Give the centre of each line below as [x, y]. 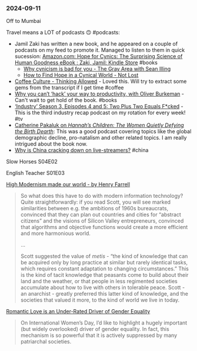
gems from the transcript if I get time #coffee [69, 88]
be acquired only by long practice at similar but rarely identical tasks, [104, 263]
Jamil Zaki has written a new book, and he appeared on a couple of [96, 44]
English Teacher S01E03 [35, 173]
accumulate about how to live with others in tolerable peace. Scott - [103, 287]
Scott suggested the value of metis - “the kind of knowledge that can [104, 256]
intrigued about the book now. [51, 144]
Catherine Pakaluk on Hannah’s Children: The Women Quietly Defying [99, 125]
